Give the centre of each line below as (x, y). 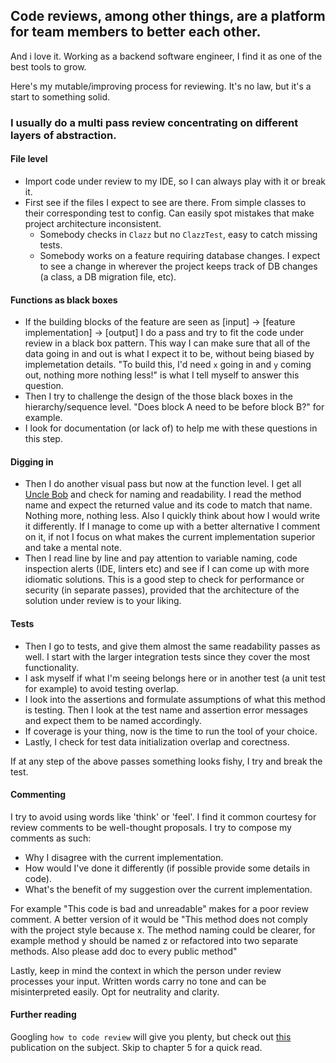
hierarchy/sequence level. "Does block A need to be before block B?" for (174, 407)
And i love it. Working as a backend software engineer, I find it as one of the (166, 56)
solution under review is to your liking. (103, 601)
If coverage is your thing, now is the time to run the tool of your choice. (171, 731)
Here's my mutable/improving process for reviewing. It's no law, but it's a (161, 86)
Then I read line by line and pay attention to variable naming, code (161, 558)
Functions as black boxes (64, 300)
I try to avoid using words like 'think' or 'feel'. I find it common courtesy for (163, 816)
